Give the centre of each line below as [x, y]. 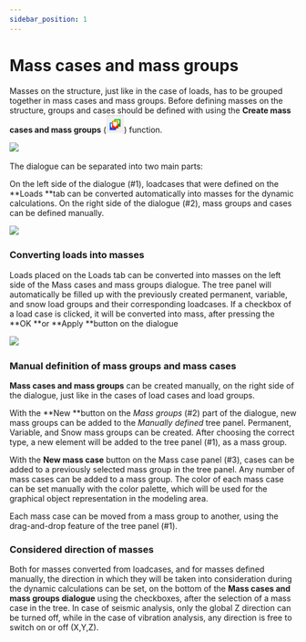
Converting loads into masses [77, 255]
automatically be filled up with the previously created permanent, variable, [149, 294]
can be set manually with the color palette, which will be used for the [138, 489]
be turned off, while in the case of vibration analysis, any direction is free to [151, 618]
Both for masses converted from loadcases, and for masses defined [137, 569]
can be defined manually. [57, 212]
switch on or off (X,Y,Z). [54, 627]
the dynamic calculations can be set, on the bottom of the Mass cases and [150, 589]
